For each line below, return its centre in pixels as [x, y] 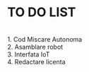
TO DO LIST [42, 12]
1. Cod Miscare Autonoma [45, 39]
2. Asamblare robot [35, 47]
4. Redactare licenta [36, 61]
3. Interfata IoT [29, 54]
